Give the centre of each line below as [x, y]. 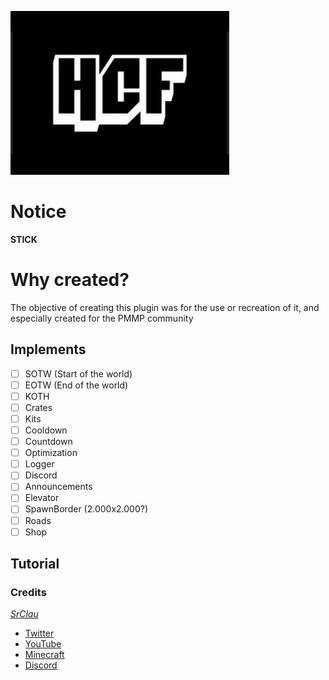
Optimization [51, 453]
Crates [38, 407]
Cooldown [46, 430]
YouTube [43, 644]
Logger [39, 464]
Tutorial [35, 564]
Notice [38, 212]
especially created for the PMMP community [102, 318]
